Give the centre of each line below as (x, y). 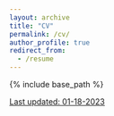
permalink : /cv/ (39, 34)
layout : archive (39, 17)
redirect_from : (38, 51)
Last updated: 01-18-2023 (57, 102)
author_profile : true (50, 42)
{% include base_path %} (57, 84)
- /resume (35, 59)
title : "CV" (31, 26)
